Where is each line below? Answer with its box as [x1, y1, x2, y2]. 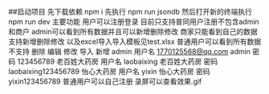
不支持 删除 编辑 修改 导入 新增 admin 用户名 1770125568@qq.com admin [8, 47, 251, 56]
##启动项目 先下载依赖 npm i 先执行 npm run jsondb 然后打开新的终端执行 [8, 7, 253, 16]
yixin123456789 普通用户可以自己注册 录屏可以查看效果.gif [8, 76, 202, 86]
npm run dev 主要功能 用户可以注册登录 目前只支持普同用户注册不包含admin [8, 17, 259, 26]
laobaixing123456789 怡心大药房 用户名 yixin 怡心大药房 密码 [8, 67, 210, 76]
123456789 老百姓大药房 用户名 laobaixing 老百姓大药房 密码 [17, 57, 218, 66]
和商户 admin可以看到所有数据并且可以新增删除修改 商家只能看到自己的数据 [8, 27, 259, 36]
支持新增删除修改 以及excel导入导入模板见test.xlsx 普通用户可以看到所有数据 [8, 37, 262, 46]
